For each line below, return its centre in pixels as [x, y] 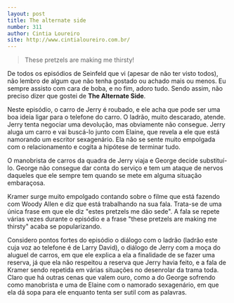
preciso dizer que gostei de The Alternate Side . [77, 96]
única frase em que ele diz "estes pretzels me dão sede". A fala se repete [113, 212]
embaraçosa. [26, 183]
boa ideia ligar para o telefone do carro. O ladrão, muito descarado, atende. [117, 117]
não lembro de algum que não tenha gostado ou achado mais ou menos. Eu [117, 81]
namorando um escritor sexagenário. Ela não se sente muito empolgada [111, 140]
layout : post [26, 14]
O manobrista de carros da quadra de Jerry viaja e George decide [103, 161]
